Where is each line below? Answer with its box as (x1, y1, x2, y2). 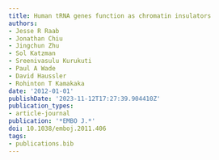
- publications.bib (8, 139, 74, 148)
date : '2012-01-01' (8, 86, 74, 95)
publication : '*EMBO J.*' (8, 117, 95, 125)
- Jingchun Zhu (8, 42, 60, 50)
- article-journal (8, 110, 70, 118)
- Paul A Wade (8, 65, 57, 73)
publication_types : (8, 102, 74, 110)
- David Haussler (8, 72, 67, 80)
